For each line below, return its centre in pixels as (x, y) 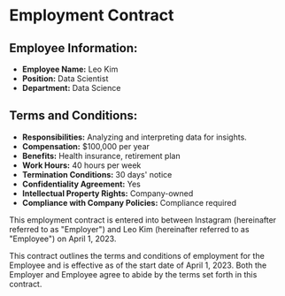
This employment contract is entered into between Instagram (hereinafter (143, 220)
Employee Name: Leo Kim (70, 69)
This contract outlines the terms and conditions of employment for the (137, 255)
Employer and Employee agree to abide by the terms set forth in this (133, 274)
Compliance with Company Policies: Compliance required (129, 202)
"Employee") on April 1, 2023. (63, 239)
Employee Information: (73, 48)
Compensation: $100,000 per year (86, 146)
